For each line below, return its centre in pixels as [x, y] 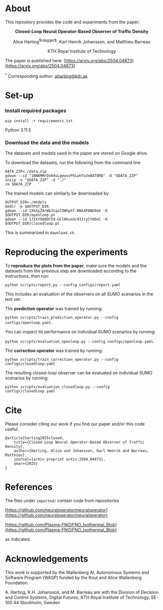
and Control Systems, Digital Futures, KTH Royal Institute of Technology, [77, 597]
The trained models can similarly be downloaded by [57, 193]
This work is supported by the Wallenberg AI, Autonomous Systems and [77, 572]
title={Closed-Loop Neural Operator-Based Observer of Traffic [79, 442]
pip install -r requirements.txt [39, 121]
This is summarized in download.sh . [40, 233]
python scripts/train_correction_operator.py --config [62, 359]
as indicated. [18, 539]
